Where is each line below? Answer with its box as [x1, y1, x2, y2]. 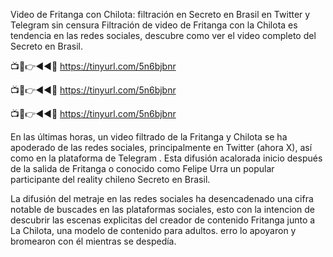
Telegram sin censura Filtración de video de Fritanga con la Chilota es [10, 19, 298, 31]
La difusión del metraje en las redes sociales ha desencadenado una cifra [10, 193, 314, 204]
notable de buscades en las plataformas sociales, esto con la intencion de [10, 204, 315, 215]
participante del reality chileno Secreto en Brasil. [10, 174, 211, 185]
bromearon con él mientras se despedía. [10, 235, 177, 247]
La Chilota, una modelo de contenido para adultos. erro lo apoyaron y [10, 225, 297, 236]
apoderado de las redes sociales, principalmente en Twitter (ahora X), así [10, 142, 313, 153]
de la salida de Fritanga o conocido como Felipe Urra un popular [10, 163, 275, 174]
